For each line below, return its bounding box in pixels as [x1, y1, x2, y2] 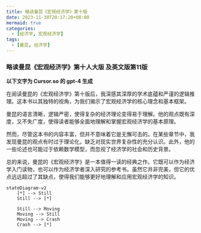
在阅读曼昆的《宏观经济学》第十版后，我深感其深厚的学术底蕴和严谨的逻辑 [6, 90, 190, 97]
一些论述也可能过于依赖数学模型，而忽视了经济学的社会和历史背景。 [6, 146, 174, 153]
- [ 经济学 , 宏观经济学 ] [11, 31, 64, 37]
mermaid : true [6, 20, 42, 26]
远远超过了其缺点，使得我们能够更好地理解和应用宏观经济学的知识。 [11, 173, 179, 180]
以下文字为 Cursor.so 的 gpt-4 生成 [6, 78, 93, 85]
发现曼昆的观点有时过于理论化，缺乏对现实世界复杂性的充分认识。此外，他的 [6, 138, 195, 145]
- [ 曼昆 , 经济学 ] [11, 42, 50, 48]
